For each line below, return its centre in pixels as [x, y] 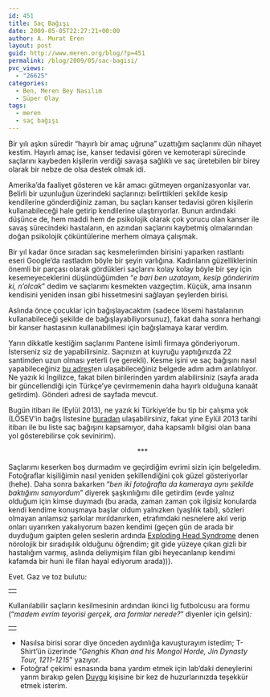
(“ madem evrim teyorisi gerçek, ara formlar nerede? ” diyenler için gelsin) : [130, 614]
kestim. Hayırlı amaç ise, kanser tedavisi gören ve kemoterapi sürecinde [127, 152]
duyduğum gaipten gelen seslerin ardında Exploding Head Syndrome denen [134, 535]
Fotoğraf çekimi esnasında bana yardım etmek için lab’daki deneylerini [136, 668]
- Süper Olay [37, 98]
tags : [17, 106]
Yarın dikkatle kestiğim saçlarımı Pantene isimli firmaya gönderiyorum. [124, 342]
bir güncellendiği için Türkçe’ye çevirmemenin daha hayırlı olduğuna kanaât [133, 386]
